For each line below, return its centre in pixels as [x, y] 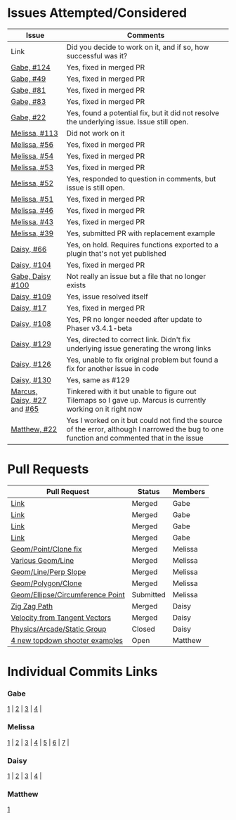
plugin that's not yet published [116, 253]
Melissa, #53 [32, 167]
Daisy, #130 [31, 379]
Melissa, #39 [32, 233]
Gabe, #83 [28, 101]
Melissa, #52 [32, 183]
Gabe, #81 [28, 90]
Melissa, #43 [32, 221]
